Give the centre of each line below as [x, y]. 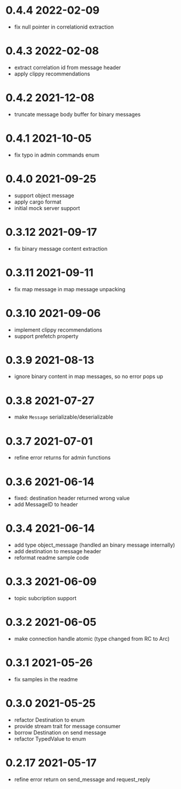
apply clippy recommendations [52, 74]
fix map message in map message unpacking [70, 289]
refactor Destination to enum [49, 720]
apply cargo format [38, 202]
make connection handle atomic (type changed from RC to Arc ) [92, 639]
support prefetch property [46, 336]
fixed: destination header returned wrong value [72, 498]
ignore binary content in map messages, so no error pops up [88, 376]
